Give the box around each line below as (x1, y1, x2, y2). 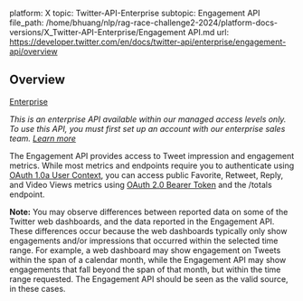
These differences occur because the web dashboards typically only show (9, 225, 288, 236)
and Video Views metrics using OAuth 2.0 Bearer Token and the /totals (9, 179, 273, 190)
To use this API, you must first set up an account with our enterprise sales (9, 123, 286, 134)
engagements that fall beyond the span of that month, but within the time (9, 264, 281, 275)
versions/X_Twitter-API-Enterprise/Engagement (9, 27, 186, 37)
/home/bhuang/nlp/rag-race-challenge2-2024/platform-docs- (45, 17, 279, 28)
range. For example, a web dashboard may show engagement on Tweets (9, 244, 281, 256)
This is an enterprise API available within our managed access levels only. (9, 113, 287, 125)
